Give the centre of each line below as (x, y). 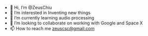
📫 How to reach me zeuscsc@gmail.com (52, 28)
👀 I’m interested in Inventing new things (50, 13)
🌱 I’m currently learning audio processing (52, 18)
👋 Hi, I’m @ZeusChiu (31, 8)
